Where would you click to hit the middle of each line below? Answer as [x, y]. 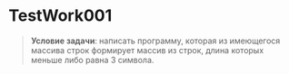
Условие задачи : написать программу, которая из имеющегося [155, 41]
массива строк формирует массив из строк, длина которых [147, 50]
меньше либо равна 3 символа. [92, 60]
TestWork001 [60, 16]
